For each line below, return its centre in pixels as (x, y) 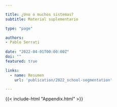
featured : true (21, 61)
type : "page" (19, 29)
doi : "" (13, 57)
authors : (14, 38)
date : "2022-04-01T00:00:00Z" (37, 52)
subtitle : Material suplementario (42, 19)
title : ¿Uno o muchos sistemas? (39, 14)
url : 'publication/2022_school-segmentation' (64, 80)
